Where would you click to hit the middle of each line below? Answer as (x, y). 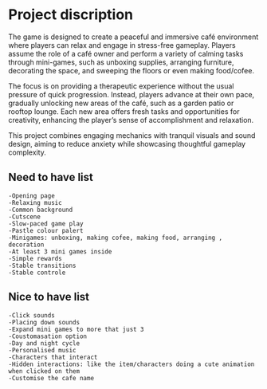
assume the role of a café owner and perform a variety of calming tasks (126, 53)
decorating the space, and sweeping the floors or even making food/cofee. (132, 70)
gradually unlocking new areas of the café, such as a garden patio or (121, 103)
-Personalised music (43, 350)
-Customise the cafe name (51, 378)
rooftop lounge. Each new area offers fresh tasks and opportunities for (124, 111)
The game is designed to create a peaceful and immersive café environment (133, 37)
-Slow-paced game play (46, 224)
